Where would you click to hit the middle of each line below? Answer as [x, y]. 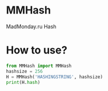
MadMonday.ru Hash [31, 26]
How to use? [37, 50]
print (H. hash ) [23, 82]
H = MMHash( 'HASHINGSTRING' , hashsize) [55, 77]
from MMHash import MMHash [39, 66]
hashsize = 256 [25, 71]
